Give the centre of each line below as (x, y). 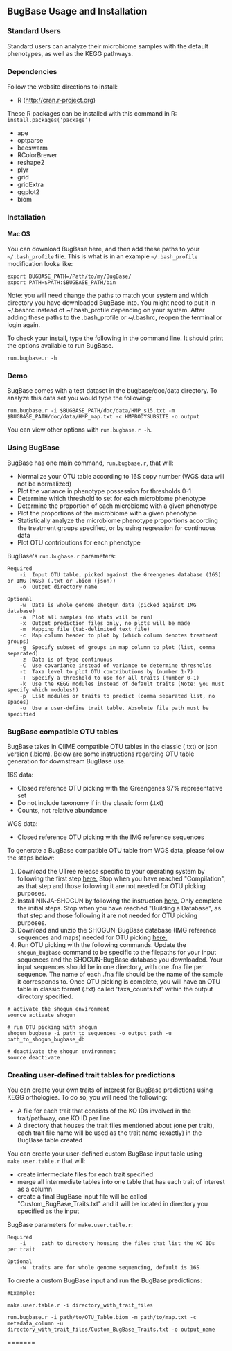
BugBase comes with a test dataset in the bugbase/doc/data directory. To (112, 391)
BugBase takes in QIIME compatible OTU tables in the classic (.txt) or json (113, 747)
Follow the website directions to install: (62, 87)
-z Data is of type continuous (66, 660)
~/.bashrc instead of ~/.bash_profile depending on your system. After (106, 310)
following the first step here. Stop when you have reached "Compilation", (121, 878)
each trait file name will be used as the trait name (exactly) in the (109, 1133)
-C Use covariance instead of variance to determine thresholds (116, 665)
